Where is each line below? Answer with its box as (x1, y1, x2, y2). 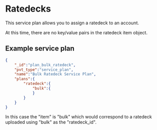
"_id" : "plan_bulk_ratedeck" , (14, 62, 76, 67)
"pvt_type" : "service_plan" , (14, 67, 73, 72)
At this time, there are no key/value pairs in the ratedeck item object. (5, 29, 148, 35)
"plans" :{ (14, 76, 35, 81)
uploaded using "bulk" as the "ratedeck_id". (5, 119, 97, 125)
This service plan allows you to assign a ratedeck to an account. (5, 20, 139, 26)
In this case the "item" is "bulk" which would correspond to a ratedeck (5, 114, 152, 120)
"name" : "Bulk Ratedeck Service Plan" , (14, 72, 96, 77)
